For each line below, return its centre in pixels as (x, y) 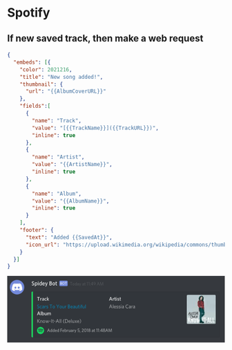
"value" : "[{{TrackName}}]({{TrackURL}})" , (95, 128)
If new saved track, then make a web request (105, 38)
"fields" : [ (35, 106)
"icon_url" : (42, 245)
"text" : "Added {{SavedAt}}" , (69, 237)
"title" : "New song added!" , (61, 77)
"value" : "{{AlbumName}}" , (71, 201)
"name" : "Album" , (57, 194)
